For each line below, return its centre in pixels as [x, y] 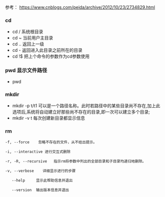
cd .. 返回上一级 [28, 44]
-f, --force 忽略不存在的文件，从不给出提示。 [51, 142]
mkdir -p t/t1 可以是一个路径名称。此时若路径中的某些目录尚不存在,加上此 [86, 106]
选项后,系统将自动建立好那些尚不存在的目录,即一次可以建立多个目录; [81, 112]
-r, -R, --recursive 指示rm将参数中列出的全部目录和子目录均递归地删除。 [76, 161]
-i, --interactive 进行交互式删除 [38, 152]
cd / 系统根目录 [28, 32]
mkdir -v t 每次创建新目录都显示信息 [49, 118]
